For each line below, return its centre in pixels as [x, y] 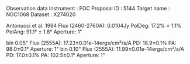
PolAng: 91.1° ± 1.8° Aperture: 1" [44, 32]
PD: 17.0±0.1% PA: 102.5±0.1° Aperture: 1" [56, 55]
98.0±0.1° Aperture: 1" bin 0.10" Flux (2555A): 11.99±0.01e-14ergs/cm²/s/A [95, 49]
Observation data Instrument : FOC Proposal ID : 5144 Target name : [88, 8]
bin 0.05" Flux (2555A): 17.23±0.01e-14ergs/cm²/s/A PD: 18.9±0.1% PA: [91, 43]
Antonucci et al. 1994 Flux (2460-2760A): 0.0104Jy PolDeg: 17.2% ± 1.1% [94, 26]
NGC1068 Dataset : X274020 [41, 14]
